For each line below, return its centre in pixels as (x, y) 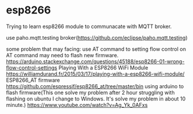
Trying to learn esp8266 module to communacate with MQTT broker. (89, 26)
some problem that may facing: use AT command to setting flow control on (96, 49)
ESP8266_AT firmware (33, 80)
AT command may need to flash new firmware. (62, 55)
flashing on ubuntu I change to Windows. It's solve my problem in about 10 (96, 99)
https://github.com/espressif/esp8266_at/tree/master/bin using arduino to (95, 86)
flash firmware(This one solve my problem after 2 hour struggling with (90, 92)
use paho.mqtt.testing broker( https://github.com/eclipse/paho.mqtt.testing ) (97, 37)
